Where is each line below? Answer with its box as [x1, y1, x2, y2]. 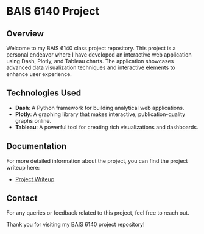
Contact [6, 193, 38, 204]
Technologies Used [6, 88, 81, 98]
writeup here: [6, 163, 40, 171]
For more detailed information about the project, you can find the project [6, 157, 188, 165]
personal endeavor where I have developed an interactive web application [6, 51, 192, 58]
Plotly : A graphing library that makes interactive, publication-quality [15, 111, 186, 118]
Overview [6, 29, 44, 39]
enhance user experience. [6, 71, 72, 77]
